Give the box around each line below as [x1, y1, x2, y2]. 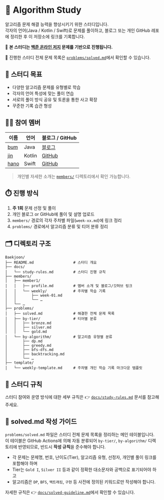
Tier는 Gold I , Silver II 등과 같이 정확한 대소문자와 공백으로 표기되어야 [12, 467, 151, 472]
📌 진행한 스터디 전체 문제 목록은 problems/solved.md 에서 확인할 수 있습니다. [5, 54, 151, 60]
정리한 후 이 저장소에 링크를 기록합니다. [10, 33, 85, 39]
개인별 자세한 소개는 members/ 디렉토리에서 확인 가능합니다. [17, 173, 131, 179]
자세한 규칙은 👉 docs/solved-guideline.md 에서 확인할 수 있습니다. [5, 489, 135, 495]
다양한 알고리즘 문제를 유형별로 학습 [12, 84, 81, 90]
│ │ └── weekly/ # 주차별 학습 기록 [5, 289, 106, 294]
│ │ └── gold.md [5, 329, 48, 334]
